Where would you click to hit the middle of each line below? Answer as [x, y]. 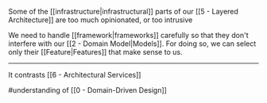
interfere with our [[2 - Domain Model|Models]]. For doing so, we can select [132, 44]
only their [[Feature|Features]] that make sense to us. [95, 52]
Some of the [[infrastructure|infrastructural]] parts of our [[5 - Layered [123, 11]
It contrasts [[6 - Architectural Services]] [75, 75]
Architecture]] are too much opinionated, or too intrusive [101, 20]
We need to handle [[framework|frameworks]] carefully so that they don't [128, 35]
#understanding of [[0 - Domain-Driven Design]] [87, 90]
